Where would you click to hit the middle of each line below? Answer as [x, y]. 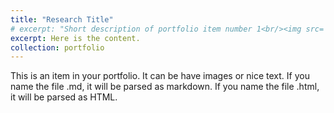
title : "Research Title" [62, 19]
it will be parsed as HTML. [64, 97]
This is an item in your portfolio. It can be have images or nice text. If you [160, 76]
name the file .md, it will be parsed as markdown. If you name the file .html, [165, 87]
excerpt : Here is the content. [75, 38]
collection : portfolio [57, 47]
